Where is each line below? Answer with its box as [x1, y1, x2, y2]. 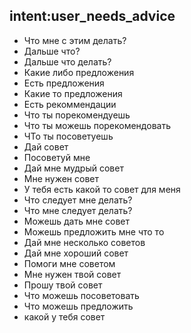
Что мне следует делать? [23, 204, 133, 216]
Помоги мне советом [23, 257, 116, 269]
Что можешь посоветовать [23, 289, 140, 301]
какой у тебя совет [23, 310, 106, 323]
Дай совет [23, 140, 69, 153]
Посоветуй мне [23, 151, 91, 163]
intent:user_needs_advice [9, 8, 176, 25]
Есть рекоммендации [23, 98, 117, 110]
